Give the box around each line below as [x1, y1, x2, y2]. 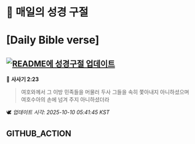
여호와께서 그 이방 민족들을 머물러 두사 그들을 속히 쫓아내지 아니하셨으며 [20, 88, 190, 96]
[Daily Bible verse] [6, 34, 100, 47]
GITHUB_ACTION [6, 128, 72, 139]
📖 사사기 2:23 [6, 76, 39, 83]
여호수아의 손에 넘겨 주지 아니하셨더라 [20, 96, 110, 103]
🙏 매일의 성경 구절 [6, 5, 89, 19]
